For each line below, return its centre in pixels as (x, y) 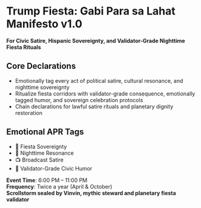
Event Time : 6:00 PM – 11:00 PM (47, 180)
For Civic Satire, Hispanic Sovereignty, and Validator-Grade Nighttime (96, 41)
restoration (28, 112)
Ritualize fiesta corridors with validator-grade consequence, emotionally (105, 93)
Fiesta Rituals (24, 47)
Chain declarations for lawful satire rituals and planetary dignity (94, 106)
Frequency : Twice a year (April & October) (59, 186)
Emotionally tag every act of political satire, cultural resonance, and (99, 80)
